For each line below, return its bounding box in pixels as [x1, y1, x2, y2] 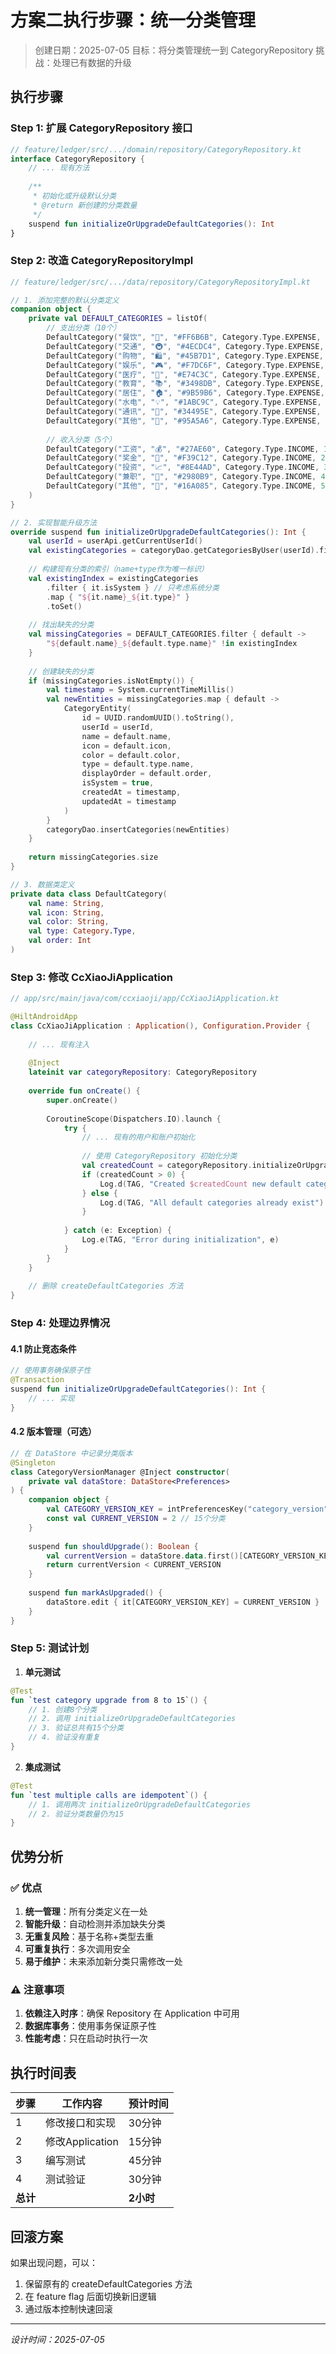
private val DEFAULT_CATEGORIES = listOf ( [28, 314, 208, 324]
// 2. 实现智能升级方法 [10, 517, 98, 528]
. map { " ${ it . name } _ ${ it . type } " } [46, 592, 190, 602]
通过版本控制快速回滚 [24, 2302, 113, 2315]
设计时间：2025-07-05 [10, 2333, 105, 2345]
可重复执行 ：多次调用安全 [24, 1943, 131, 1955]
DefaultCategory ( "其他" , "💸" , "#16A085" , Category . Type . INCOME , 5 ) [46, 481, 330, 491]
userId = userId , [81, 722, 155, 732]
